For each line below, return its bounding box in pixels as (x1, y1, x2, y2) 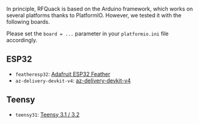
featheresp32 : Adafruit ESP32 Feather (15, 70, 111, 78)
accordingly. (6, 37, 38, 43)
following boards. (6, 18, 50, 25)
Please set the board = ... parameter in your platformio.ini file (6, 30, 169, 37)
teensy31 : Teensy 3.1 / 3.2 (15, 111, 80, 118)
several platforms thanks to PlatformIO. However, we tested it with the (6, 12, 182, 19)
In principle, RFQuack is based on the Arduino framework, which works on (6, 5, 194, 12)
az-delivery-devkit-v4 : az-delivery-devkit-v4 (15, 76, 131, 84)
